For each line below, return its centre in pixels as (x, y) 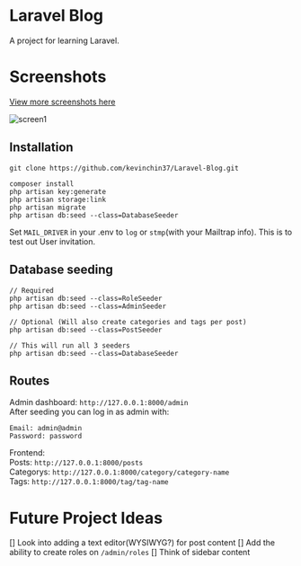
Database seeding (62, 270)
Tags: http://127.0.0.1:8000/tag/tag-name (89, 482)
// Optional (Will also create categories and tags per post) (128, 322)
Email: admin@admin (46, 429)
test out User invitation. (53, 241)
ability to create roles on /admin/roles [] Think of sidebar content (130, 553)
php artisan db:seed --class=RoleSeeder (86, 298)
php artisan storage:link (58, 199)
